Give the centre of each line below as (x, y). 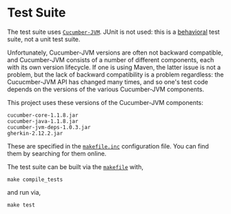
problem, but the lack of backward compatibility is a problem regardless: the (115, 75)
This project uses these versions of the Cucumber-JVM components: (105, 102)
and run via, (24, 192)
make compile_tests (35, 179)
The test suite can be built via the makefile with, (75, 166)
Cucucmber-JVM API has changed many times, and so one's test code (108, 81)
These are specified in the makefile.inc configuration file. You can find (108, 146)
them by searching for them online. (57, 153)
